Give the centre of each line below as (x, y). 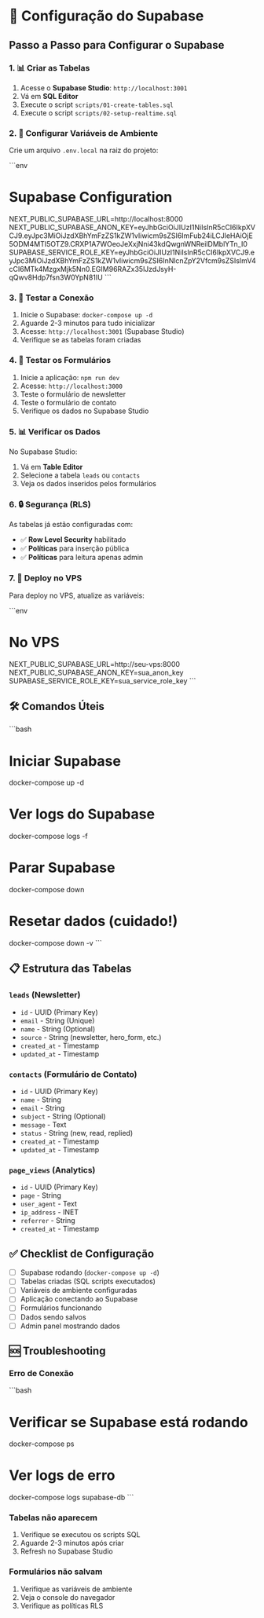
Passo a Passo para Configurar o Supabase (117, 45)
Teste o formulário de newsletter (73, 394)
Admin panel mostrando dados (70, 1326)
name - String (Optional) (58, 1029)
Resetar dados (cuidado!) (93, 921)
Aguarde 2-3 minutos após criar (72, 1543)
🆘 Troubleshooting (57, 1351)
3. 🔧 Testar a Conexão (51, 298)
